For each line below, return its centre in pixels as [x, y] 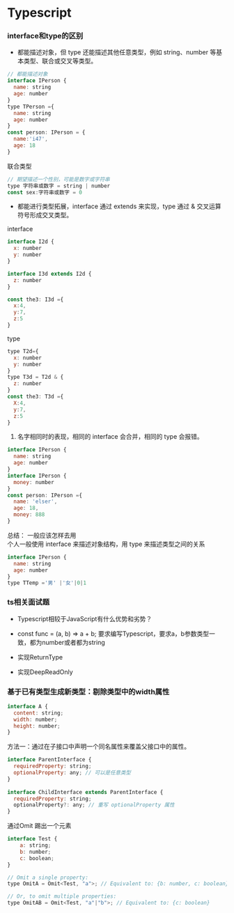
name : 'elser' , [36, 502]
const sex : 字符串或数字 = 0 [45, 192]
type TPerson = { [31, 107]
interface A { [28, 706]
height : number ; [37, 726]
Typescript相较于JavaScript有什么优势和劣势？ [85, 618]
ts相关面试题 [29, 602]
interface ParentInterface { [49, 760]
